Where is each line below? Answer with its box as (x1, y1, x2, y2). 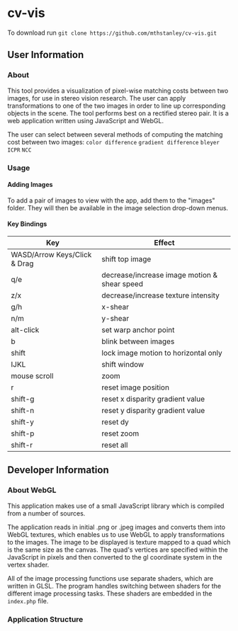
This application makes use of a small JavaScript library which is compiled (7, 501, 225, 510)
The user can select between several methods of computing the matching (7, 130, 223, 139)
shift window (101, 359, 144, 369)
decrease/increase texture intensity (101, 290, 220, 300)
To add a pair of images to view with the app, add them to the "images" (7, 196, 215, 205)
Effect (154, 237, 175, 247)
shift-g (11, 394, 35, 404)
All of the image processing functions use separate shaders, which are (7, 574, 214, 582)
